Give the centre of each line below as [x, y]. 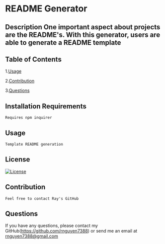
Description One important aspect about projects [83, 27]
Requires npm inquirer [29, 118]
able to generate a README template [63, 42]
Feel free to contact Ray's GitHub [42, 199]
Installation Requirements [46, 106]
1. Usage [13, 71]
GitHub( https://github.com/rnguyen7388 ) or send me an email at [71, 231]
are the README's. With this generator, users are [83, 35]
